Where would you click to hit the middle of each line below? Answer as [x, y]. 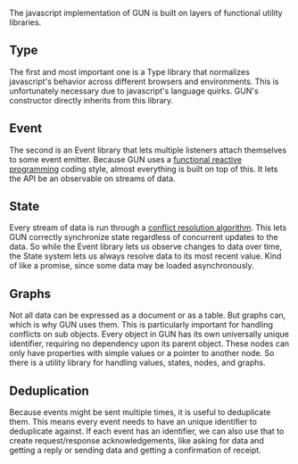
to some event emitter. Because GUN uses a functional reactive [126, 159]
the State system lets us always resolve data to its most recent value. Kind [145, 256]
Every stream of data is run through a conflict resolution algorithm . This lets [148, 228]
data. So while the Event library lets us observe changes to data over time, [146, 247]
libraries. [25, 22]
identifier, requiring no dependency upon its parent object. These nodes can [149, 344]
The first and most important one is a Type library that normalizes [129, 71]
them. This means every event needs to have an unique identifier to [133, 422]
